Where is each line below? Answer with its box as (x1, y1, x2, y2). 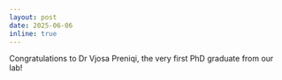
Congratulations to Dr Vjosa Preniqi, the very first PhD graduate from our (9, 54, 274, 64)
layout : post (9, 12, 57, 22)
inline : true (9, 29, 57, 38)
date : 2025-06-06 (9, 21, 73, 30)
